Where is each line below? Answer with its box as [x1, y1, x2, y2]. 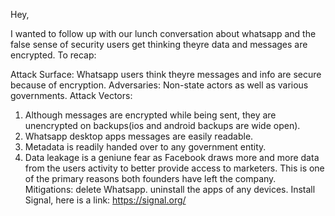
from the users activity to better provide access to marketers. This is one [24, 162, 325, 174]
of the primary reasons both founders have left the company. [24, 173, 277, 184]
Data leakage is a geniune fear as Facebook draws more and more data [24, 152, 320, 163]
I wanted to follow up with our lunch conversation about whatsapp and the [10, 28, 317, 39]
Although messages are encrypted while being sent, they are [24, 109, 277, 121]
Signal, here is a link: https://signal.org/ [24, 194, 187, 206]
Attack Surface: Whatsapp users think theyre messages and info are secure [10, 69, 322, 80]
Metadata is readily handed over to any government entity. [24, 141, 267, 153]
